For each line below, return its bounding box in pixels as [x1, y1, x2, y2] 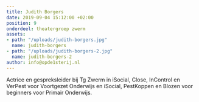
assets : [6, 31, 26, 37]
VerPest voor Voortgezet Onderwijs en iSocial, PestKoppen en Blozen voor [6, 82, 194, 89]
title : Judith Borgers [6, 8, 64, 15]
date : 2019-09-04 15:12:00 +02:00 [6, 14, 94, 21]
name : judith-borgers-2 [12, 54, 72, 60]
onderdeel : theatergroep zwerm [6, 25, 86, 32]
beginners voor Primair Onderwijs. [6, 89, 93, 96]
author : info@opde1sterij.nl [6, 59, 80, 65]
